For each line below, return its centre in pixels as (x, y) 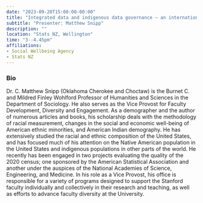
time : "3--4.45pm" (29, 40)
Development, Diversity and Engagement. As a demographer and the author (101, 110)
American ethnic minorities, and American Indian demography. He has (94, 129)
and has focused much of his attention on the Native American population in (101, 142)
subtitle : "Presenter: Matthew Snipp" (55, 23)
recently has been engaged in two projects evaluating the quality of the (95, 155)
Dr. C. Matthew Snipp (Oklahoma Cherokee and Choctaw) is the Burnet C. (98, 91)
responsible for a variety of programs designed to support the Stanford (95, 181)
